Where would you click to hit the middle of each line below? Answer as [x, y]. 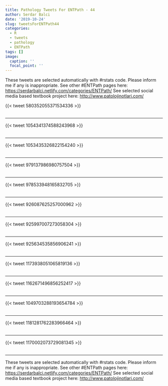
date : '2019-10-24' [25, 19]
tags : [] [14, 52]
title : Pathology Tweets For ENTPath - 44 [50, 10]
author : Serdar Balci [28, 15]
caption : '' [22, 61]
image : [12, 56]
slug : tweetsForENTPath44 [32, 24]
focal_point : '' [26, 66]
